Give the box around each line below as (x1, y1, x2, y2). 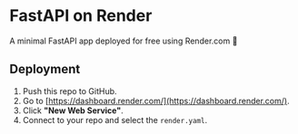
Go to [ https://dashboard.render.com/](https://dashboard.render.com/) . (22, 95, 290, 106)
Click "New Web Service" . (22, 105, 124, 116)
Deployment (9, 62, 81, 77)
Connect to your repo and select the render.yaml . (22, 114, 208, 125)
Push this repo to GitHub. (22, 85, 117, 96)
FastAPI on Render (9, 5, 153, 26)
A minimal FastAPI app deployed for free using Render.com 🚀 (9, 35, 238, 46)
